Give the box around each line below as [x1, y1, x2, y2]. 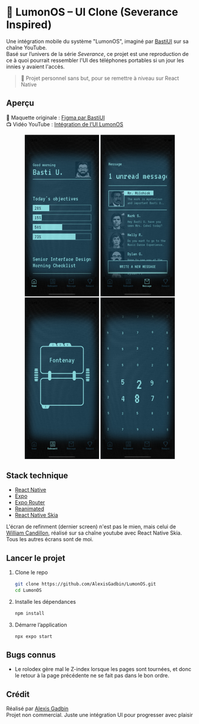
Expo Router [14, 499, 46, 506]
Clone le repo [14, 569, 48, 576]
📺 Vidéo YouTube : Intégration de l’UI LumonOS [6, 120, 124, 127]
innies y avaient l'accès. [6, 63, 65, 70]
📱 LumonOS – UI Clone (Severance [6, 5, 178, 19]
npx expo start [14, 633, 53, 639]
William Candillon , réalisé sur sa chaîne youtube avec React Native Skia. [6, 529, 182, 536]
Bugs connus [6, 650, 56, 660]
